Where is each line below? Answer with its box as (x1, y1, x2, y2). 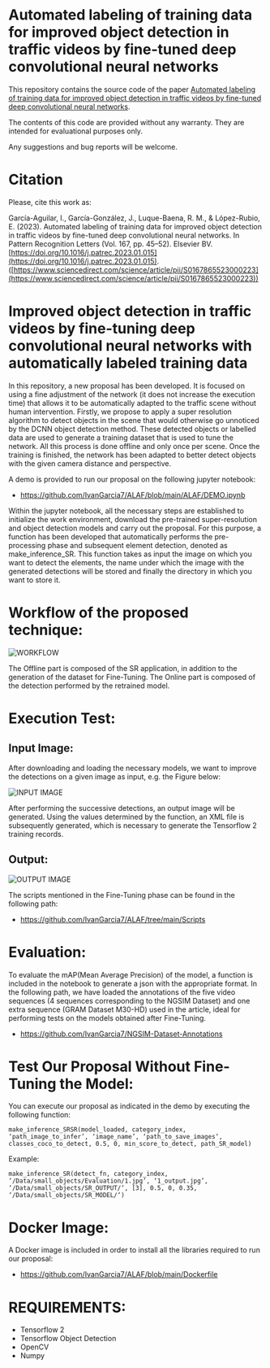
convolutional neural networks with (8, 337, 253, 355)
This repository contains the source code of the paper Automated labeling (8, 84, 256, 94)
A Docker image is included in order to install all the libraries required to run (8, 1245, 261, 1255)
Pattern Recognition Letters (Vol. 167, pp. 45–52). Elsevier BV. (8, 238, 213, 249)
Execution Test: (8, 709, 116, 727)
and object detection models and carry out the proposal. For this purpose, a (8, 523, 262, 533)
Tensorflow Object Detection (19, 1334, 117, 1344)
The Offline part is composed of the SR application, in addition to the (8, 663, 238, 673)
